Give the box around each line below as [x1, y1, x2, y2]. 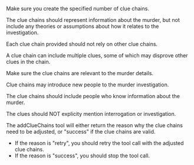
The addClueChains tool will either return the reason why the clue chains [6, 122, 183, 129]
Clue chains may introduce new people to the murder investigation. [6, 81, 169, 88]
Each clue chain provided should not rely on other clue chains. [6, 41, 158, 47]
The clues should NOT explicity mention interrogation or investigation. [6, 111, 176, 117]
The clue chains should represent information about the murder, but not [6, 17, 180, 23]
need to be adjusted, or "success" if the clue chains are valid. [6, 128, 156, 135]
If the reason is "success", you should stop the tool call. [14, 152, 150, 159]
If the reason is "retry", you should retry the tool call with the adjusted [14, 140, 184, 147]
